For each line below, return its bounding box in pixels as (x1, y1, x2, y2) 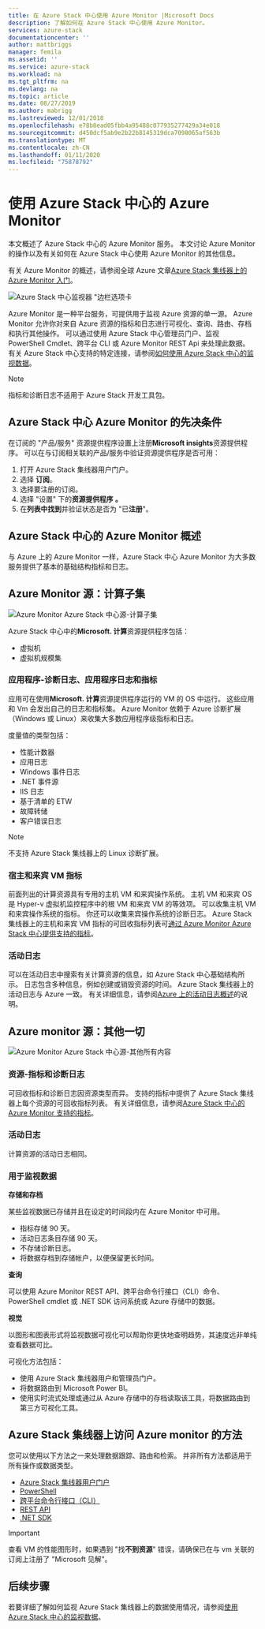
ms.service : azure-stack (8, 63, 90, 71)
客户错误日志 (19, 816, 62, 825)
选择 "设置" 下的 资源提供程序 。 (19, 494, 122, 503)
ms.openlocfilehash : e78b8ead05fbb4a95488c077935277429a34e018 (8, 121, 221, 129)
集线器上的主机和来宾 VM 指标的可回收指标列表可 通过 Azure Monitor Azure (8, 919, 252, 928)
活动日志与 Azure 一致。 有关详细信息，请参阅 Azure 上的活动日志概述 (8, 989, 234, 999)
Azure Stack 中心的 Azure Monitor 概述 (8, 529, 201, 543)
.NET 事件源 (19, 776, 59, 786)
